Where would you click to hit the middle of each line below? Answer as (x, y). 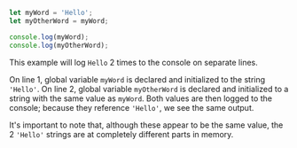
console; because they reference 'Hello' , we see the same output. (132, 107)
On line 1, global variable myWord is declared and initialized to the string (137, 79)
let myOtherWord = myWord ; (59, 21)
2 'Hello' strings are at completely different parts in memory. (121, 134)
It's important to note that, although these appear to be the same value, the (146, 125)
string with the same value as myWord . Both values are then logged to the (141, 98)
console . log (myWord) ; (49, 37)
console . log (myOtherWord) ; (59, 45)
